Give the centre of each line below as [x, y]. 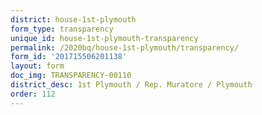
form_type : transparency [62, 29]
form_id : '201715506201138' [69, 57]
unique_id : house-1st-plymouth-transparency [104, 38]
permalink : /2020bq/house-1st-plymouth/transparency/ [125, 47]
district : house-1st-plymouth [73, 19]
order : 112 [33, 94]
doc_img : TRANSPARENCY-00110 [71, 76]
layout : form [37, 66]
